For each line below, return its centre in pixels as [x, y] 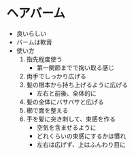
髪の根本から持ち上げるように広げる [77, 85]
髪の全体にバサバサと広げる [65, 102]
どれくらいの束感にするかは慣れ [81, 136]
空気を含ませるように [66, 127]
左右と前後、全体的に [66, 93]
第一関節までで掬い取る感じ [76, 68]
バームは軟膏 [34, 42]
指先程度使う [44, 59]
